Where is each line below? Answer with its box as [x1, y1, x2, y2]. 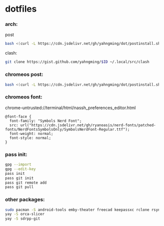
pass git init [5, 175, 34, 181]
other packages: [5, 196, 45, 203]
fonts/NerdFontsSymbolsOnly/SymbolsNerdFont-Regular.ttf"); [5, 127, 130, 132]
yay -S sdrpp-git [5, 216, 41, 221]
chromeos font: [5, 94, 42, 100]
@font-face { [5, 114, 32, 119]
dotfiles [5, 3, 37, 15]
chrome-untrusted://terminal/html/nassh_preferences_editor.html [5, 105, 136, 111]
